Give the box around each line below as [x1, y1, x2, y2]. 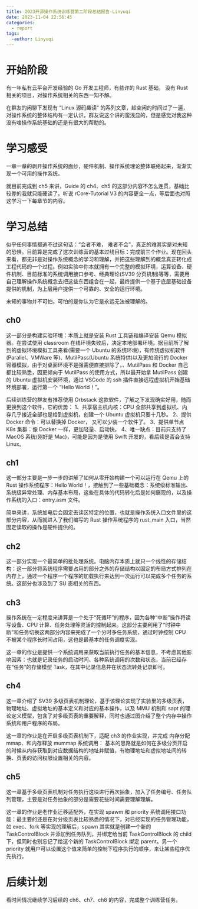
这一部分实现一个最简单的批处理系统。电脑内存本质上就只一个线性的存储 [6, 558, 181, 565]
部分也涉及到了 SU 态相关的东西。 [21, 580, 104, 587]
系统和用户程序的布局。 [6, 719, 63, 726]
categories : [6, 20, 35, 25]
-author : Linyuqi [11, 36, 54, 42]
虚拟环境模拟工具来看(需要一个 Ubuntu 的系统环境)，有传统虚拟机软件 [16, 347, 186, 354]
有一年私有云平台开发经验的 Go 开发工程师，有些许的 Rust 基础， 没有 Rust [6, 84, 188, 91]
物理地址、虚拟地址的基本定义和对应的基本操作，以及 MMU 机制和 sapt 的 [6, 704, 186, 711]
